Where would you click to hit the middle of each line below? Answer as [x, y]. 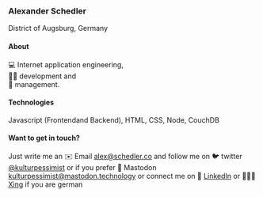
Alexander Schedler [48, 11]
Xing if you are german [46, 184]
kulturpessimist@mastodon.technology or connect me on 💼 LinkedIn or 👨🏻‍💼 [132, 176]
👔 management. [34, 84]
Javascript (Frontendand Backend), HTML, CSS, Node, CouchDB [114, 119]
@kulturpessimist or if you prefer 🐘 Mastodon [82, 167]
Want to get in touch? [44, 138]
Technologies [31, 102]
